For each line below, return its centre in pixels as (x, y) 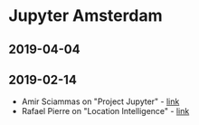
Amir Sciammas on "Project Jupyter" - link (100, 101)
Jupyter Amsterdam (85, 16)
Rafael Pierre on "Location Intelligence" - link (105, 111)
